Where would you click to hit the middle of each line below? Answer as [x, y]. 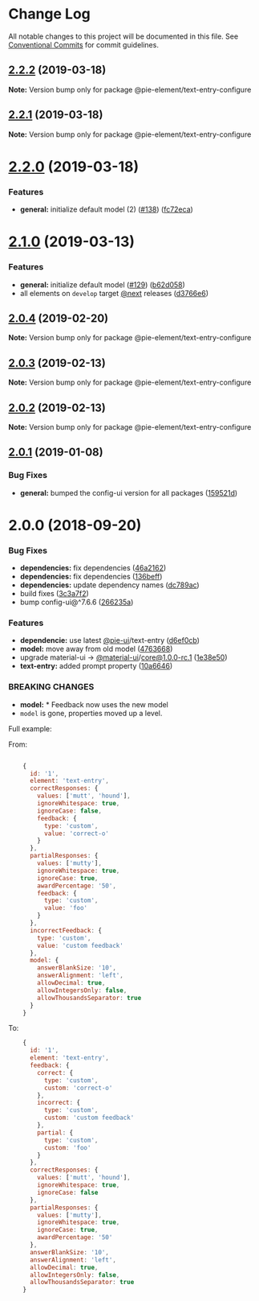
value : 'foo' [66, 908]
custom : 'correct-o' [78, 1088]
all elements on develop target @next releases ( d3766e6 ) [114, 293]
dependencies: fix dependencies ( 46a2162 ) [93, 568]
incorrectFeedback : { [66, 930]
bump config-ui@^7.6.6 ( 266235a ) [77, 602]
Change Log [49, 14]
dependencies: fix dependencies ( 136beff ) [91, 577]
